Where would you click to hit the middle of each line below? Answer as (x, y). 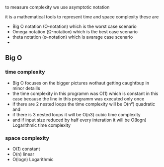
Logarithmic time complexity (41, 125)
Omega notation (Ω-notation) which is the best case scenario (75, 32)
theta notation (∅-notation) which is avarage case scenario (73, 37)
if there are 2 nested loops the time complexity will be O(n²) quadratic (84, 104)
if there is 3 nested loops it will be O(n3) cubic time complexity (76, 114)
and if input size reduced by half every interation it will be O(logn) (79, 120)
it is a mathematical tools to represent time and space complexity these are (82, 17)
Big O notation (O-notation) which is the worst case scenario (74, 26)
